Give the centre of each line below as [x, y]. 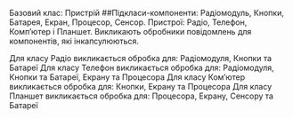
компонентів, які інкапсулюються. [74, 41]
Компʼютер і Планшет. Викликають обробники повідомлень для [130, 31]
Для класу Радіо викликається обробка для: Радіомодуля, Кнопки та [141, 58]
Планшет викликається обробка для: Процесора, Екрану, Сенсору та [142, 96]
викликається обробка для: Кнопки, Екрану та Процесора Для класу [141, 87]
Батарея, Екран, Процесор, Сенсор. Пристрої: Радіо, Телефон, [128, 22]
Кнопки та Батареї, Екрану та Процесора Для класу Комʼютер [127, 77]
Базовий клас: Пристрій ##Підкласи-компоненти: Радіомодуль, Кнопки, [147, 13]
